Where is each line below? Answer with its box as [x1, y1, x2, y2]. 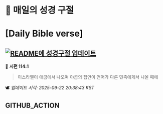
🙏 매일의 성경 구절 [5, 5, 74, 16]
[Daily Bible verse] [5, 28, 83, 39]
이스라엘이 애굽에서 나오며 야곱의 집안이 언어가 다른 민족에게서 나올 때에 [17, 74, 158, 80]
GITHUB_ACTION [5, 101, 60, 109]
